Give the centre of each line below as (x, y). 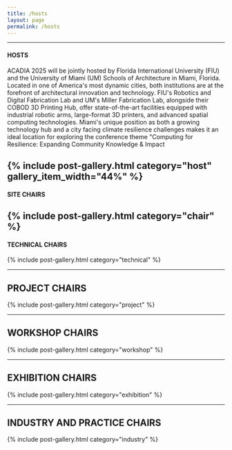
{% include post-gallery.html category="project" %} (81, 305)
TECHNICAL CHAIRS (37, 244)
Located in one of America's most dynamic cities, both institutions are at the (116, 85)
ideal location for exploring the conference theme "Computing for (100, 136)
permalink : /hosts (33, 26)
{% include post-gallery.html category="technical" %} (84, 260)
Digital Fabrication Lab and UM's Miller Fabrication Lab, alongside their (108, 100)
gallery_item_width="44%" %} (75, 176)
